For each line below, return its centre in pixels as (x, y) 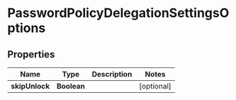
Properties (31, 54)
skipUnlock (30, 86)
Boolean (71, 86)
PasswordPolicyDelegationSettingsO (118, 13)
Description (112, 74)
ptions (27, 28)
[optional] (156, 86)
